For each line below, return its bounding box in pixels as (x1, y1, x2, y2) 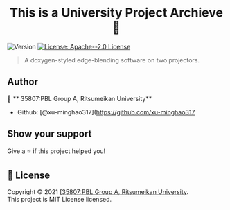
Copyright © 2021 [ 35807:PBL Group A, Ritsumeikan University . (7, 188, 189, 196)
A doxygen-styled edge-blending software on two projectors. (24, 55, 200, 64)
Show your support (7, 128, 92, 140)
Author (7, 76, 38, 88)
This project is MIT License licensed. (7, 195, 112, 204)
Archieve (169, 5, 224, 21)
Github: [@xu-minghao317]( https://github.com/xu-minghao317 (17, 107, 195, 116)
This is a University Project (9, 5, 168, 21)
